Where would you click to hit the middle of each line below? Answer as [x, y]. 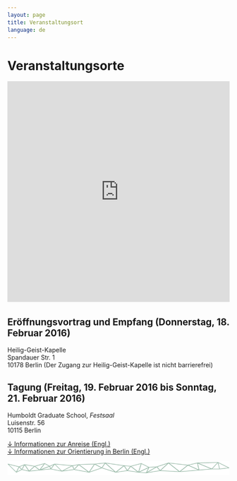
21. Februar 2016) [47, 398]
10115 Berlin [24, 430]
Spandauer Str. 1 [31, 357]
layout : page [26, 15]
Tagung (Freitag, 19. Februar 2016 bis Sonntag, [112, 387]
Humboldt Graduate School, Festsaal [61, 415]
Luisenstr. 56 [26, 422]
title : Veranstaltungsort [45, 22]
